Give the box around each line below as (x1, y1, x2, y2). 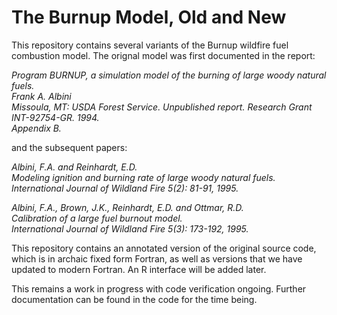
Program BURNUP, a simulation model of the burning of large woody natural (11, 69, 327, 81)
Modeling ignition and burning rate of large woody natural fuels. (11, 171, 276, 183)
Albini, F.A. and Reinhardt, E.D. (11, 161, 138, 173)
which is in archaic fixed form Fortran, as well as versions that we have (11, 252, 303, 265)
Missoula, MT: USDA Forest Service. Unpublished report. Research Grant (11, 101, 313, 113)
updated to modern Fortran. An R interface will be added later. (11, 263, 267, 275)
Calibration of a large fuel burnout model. (11, 212, 183, 224)
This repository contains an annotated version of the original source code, (11, 242, 317, 254)
